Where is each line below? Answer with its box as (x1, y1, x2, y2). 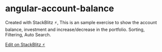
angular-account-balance (5, 3, 114, 14)
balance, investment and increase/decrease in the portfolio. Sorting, (5, 26, 145, 32)
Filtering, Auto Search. (5, 31, 51, 37)
